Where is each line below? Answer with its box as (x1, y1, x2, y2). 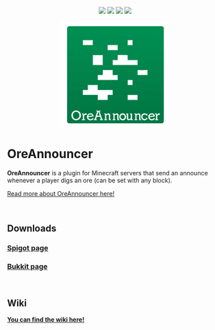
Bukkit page (7, 262, 48, 272)
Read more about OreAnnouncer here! (7, 189, 115, 197)
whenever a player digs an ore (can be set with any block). (7, 176, 173, 184)
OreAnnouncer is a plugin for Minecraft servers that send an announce (7, 168, 208, 177)
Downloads (7, 223, 57, 234)
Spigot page (7, 243, 49, 253)
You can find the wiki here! (7, 316, 85, 324)
